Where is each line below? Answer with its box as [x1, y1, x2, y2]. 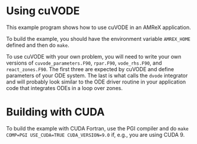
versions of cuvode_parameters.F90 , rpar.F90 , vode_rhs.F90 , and [6, 59, 162, 66]
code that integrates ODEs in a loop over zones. [6, 84, 123, 91]
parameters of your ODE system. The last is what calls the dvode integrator [6, 72, 188, 79]
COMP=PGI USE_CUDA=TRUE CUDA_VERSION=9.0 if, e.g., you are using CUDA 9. [6, 131, 185, 138]
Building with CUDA [6, 105, 105, 119]
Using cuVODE [6, 4, 80, 18]
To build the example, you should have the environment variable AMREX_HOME [6, 35, 191, 42]
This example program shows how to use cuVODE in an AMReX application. [6, 24, 191, 31]
